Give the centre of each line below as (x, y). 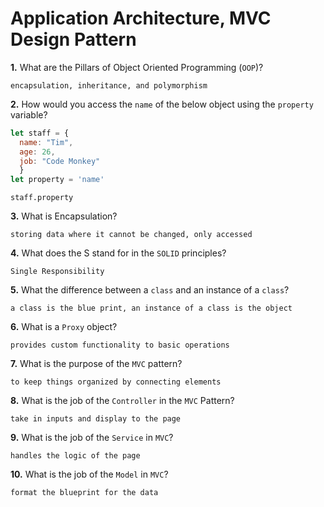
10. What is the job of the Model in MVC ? (89, 474)
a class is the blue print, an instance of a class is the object (151, 308)
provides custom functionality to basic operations (120, 345)
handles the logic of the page (75, 456)
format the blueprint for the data (84, 493)
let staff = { (40, 133)
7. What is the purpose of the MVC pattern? (96, 364)
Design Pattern (73, 39)
